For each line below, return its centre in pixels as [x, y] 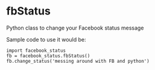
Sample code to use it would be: [46, 39]
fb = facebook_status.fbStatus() [48, 56]
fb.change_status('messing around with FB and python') [78, 61]
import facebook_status [36, 50]
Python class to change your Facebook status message [75, 28]
